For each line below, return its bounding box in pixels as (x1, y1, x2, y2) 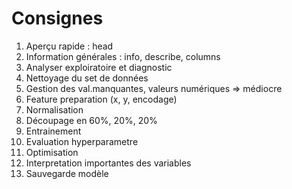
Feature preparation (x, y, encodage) (25, 93, 178, 105)
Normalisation (25, 103, 84, 116)
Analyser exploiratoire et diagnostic (25, 61, 173, 73)
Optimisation (25, 146, 79, 158)
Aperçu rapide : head (25, 40, 114, 52)
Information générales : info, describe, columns (25, 50, 221, 62)
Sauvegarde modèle (25, 167, 109, 179)
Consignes (11, 7, 104, 30)
